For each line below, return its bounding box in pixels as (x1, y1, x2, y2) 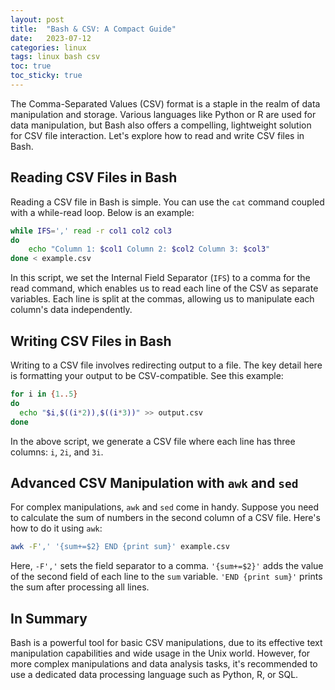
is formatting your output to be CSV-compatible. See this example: (10, 370, 284, 381)
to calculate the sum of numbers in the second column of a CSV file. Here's (10, 512, 321, 524)
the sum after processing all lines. (10, 581, 150, 593)
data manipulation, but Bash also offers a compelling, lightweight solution (10, 119, 312, 131)
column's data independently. (10, 304, 133, 316)
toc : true (10, 61, 52, 71)
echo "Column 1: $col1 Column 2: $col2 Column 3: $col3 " (28, 244, 271, 255)
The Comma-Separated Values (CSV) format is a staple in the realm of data (10, 97, 321, 110)
